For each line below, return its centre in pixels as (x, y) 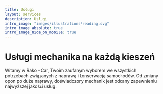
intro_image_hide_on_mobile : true (41, 32)
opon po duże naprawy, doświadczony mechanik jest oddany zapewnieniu (81, 81)
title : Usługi (20, 10)
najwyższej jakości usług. (31, 86)
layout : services (23, 14)
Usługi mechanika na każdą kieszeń (80, 57)
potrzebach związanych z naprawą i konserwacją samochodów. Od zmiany (81, 76)
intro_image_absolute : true (34, 28)
